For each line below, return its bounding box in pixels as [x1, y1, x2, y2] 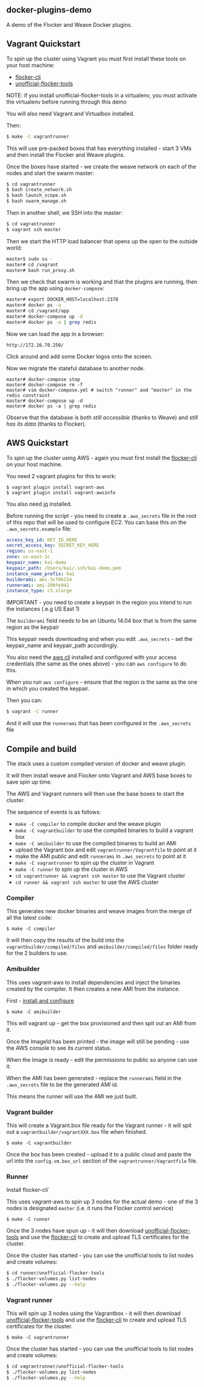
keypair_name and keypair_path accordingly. [6, 642, 119, 649]
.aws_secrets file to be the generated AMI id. [6, 1081, 119, 1088]
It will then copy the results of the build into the [6, 936, 125, 944]
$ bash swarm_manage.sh [6, 198, 67, 204]
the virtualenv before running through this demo [6, 98, 127, 106]
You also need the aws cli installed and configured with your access [6, 654, 177, 661]
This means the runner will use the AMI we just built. [6, 1092, 138, 1100]
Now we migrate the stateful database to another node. [6, 364, 145, 371]
